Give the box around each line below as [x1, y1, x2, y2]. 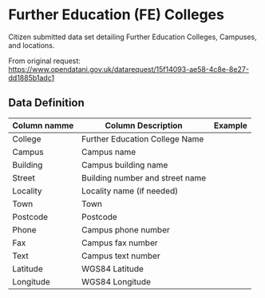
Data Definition [8, 96, 85, 109]
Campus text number [81, 250, 161, 261]
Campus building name [81, 159, 168, 170]
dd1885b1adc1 [8, 73, 54, 82]
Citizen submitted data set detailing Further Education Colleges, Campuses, [8, 32, 257, 42]
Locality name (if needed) [81, 185, 179, 197]
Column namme [12, 120, 74, 131]
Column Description [105, 120, 184, 131]
